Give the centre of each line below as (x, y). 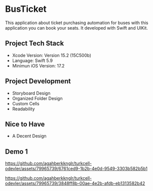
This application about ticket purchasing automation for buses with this (77, 23)
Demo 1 (16, 151)
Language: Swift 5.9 (32, 61)
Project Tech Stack (35, 44)
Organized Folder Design (37, 98)
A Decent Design (29, 136)
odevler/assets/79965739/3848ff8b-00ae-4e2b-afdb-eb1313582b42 (75, 184)
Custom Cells (26, 103)
